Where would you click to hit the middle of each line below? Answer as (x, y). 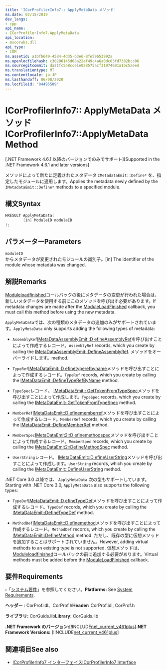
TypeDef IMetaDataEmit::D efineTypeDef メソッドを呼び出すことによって (85, 500)
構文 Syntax (23, 204)
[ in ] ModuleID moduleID (48, 220)
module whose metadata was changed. (46, 264)
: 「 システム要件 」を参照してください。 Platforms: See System (69, 589)
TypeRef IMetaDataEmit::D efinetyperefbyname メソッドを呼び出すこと (83, 368)
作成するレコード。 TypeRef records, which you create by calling (90, 374)
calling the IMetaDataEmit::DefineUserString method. (67, 469)
